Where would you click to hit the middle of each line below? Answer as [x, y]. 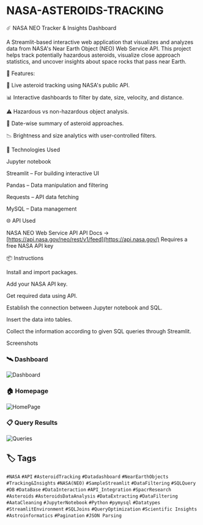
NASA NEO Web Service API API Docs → [57, 233]
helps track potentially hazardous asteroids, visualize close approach [93, 55]
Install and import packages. [42, 272]
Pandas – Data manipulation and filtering [57, 185]
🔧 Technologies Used [33, 150]
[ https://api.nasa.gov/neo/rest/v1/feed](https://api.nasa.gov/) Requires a [97, 239]
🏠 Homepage [28, 391]
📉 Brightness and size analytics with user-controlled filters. [82, 136]
